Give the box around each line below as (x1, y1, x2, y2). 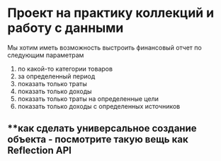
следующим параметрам (7, 51, 84, 59)
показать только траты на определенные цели (17, 94, 159, 103)
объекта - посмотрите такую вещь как (7, 133, 189, 145)
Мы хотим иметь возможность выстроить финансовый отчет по (7, 43, 202, 52)
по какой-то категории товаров (17, 64, 113, 73)
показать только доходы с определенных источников (17, 102, 181, 110)
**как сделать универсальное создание (7, 122, 197, 135)
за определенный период (17, 72, 96, 80)
